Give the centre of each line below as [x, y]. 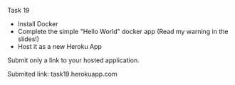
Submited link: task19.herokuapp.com [62, 74]
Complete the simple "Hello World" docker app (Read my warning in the [123, 32]
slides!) [28, 39]
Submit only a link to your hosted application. [74, 60]
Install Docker [38, 24]
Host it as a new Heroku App [59, 46]
